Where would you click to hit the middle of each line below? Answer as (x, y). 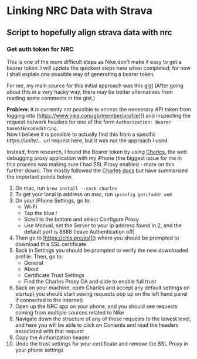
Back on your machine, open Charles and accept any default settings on (102, 288)
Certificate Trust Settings (54, 275)
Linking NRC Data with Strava (80, 11)
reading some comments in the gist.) (51, 98)
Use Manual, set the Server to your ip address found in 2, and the (103, 225)
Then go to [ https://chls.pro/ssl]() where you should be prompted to (97, 238)
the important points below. (40, 176)
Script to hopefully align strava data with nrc (89, 33)
